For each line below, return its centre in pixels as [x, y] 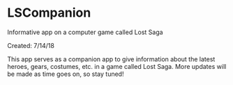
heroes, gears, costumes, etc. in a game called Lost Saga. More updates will [117, 66]
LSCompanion [49, 13]
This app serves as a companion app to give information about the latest [111, 59]
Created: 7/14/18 [31, 45]
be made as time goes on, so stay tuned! [66, 74]
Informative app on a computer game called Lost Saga [85, 32]
